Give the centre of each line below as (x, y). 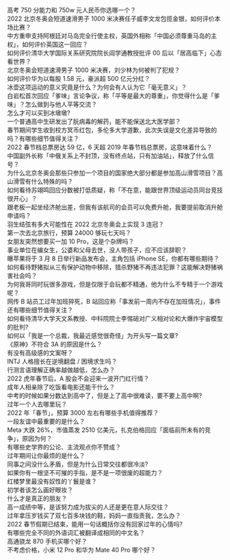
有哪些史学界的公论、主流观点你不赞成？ (64, 447)
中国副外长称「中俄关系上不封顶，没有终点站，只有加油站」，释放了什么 (107, 156)
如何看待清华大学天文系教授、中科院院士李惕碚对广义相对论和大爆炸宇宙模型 (115, 318)
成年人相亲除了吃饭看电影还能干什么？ (61, 387)
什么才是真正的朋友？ (37, 498)
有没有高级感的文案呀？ (40, 353)
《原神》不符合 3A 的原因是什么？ (55, 344)
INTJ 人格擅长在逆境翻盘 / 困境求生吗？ (62, 361)
